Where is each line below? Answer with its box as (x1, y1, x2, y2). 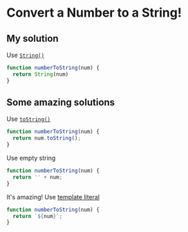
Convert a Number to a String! (6, 5, 182, 21)
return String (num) (12, 71, 69, 78)
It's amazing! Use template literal (6, 192, 100, 201)
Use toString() (6, 115, 51, 123)
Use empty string (6, 154, 56, 163)
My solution (6, 33, 59, 44)
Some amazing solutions (6, 97, 115, 108)
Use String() (6, 51, 45, 59)
